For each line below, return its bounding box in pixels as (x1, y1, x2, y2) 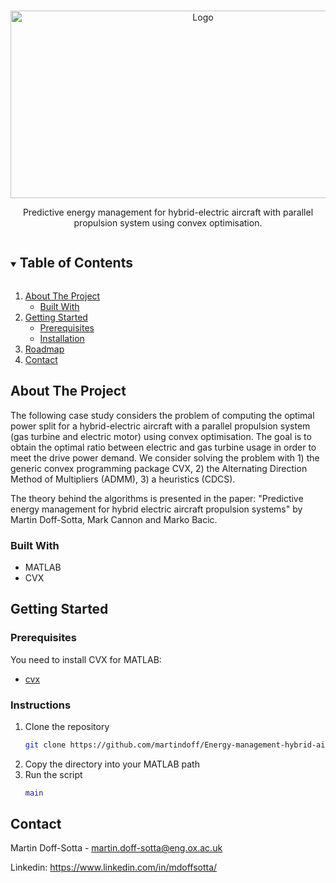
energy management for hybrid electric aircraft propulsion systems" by (10, 503, 303, 515)
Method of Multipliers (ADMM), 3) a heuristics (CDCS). (10, 473, 236, 485)
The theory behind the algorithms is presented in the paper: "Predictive (10, 492, 304, 504)
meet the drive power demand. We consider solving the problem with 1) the (10, 451, 320, 464)
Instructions (10, 698, 72, 712)
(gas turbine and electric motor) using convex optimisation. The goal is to (10, 430, 312, 442)
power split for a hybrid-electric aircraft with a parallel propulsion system (10, 420, 311, 432)
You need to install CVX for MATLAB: (10, 653, 162, 665)
